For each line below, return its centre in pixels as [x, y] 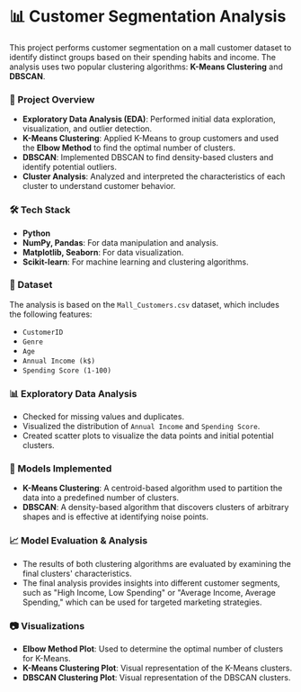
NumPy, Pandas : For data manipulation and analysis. [120, 242]
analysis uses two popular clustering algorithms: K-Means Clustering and [146, 67]
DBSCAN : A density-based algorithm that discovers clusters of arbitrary [155, 508]
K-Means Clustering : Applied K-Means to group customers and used [150, 139]
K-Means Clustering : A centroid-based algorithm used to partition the [152, 488]
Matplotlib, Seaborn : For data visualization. [103, 252]
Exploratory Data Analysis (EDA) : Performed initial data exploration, [149, 119]
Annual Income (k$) [59, 361]
